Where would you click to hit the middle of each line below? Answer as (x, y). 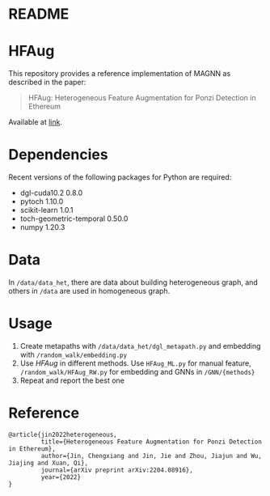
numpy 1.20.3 (42, 227)
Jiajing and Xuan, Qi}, (49, 463)
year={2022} (61, 477)
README (39, 14)
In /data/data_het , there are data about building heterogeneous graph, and (133, 282)
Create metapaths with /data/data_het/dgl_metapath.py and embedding (140, 346)
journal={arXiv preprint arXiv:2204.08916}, (117, 470)
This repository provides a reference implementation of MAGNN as (120, 74)
